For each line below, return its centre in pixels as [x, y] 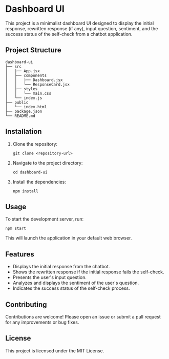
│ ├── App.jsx [23, 71]
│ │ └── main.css [28, 93]
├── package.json [24, 111]
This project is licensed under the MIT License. [55, 351]
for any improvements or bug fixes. [42, 322]
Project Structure [33, 50]
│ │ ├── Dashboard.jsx [34, 80]
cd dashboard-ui [30, 172]
